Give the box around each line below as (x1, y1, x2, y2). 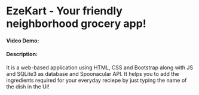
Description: (6, 51, 38, 58)
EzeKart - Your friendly (6, 4, 123, 18)
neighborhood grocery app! (6, 17, 146, 30)
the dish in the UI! (6, 82, 50, 90)
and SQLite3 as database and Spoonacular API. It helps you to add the (6, 70, 179, 77)
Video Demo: (6, 37, 39, 44)
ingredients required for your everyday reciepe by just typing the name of (6, 76, 187, 84)
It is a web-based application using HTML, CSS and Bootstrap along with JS (6, 64, 194, 71)
